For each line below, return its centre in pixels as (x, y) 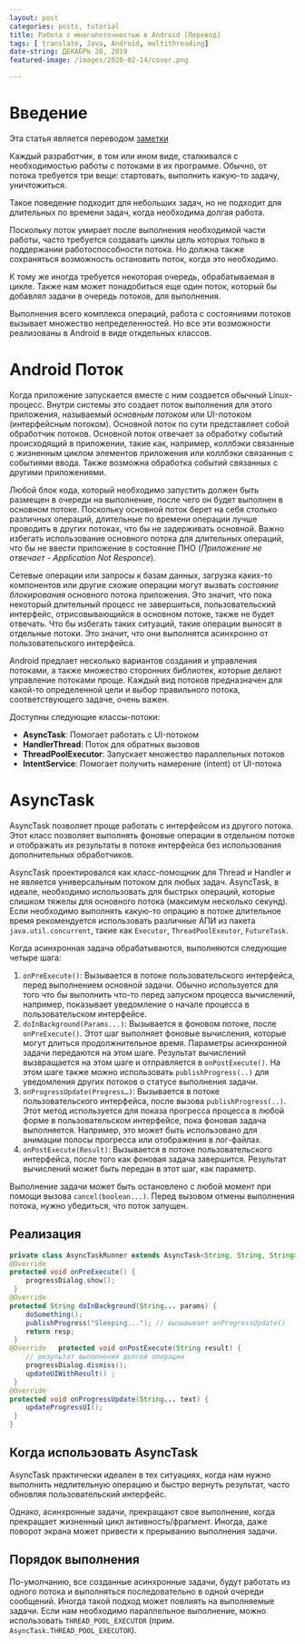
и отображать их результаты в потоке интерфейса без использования (145, 845)
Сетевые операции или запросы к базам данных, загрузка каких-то (141, 575)
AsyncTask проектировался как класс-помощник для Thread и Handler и (150, 872)
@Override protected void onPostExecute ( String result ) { (126, 1348)
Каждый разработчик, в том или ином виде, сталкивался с (124, 156)
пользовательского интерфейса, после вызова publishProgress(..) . (154, 1101)
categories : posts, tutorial (64, 26)
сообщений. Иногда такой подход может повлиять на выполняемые (142, 1601)
